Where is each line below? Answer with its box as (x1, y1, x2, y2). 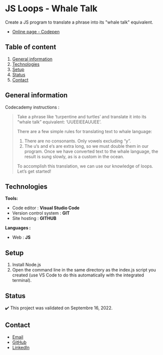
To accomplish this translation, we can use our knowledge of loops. (17, 163, 153, 169)
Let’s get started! (17, 168, 51, 174)
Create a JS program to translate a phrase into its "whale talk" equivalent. (5, 19, 153, 25)
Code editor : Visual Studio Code (12, 205, 80, 211)
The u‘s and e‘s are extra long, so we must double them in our (24, 143, 149, 149)
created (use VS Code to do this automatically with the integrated (12, 272, 144, 278)
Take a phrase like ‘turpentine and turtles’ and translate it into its (17, 113, 147, 119)
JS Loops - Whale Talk (5, 3, 98, 14)
